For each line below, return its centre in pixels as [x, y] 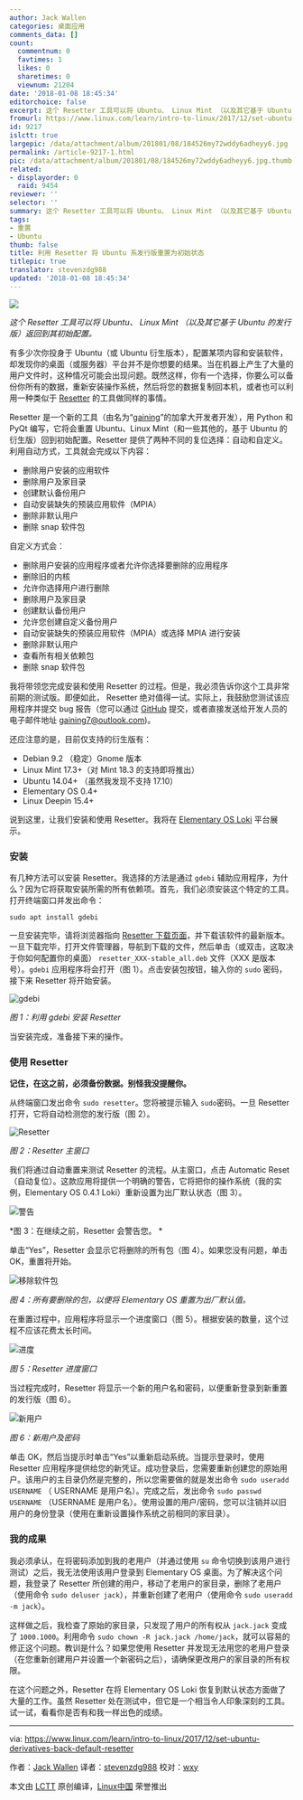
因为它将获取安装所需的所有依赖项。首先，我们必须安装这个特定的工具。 [159, 889]
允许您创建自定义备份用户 [70, 621]
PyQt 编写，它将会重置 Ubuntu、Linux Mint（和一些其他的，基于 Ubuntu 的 [148, 428]
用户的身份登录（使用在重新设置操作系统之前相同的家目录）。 [122, 1513]
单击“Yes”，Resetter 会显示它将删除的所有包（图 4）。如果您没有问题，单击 [149, 1250]
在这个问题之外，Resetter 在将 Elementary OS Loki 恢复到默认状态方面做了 [148, 1689]
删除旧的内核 [46, 576]
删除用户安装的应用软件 [66, 470]
